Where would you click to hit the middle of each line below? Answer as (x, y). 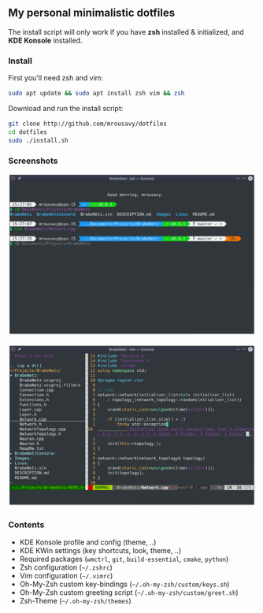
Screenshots (33, 161)
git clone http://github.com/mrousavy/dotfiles (88, 124)
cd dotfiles (28, 132)
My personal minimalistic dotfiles (92, 13)
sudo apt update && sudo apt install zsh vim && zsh (96, 94)
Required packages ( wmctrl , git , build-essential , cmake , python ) (124, 559)
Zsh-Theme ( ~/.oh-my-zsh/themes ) (75, 600)
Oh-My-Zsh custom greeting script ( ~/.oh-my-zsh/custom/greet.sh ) (129, 592)
